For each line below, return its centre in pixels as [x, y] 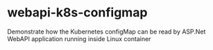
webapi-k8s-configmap [77, 13]
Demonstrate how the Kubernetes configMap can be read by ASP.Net [106, 32]
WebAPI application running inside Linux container [79, 38]
